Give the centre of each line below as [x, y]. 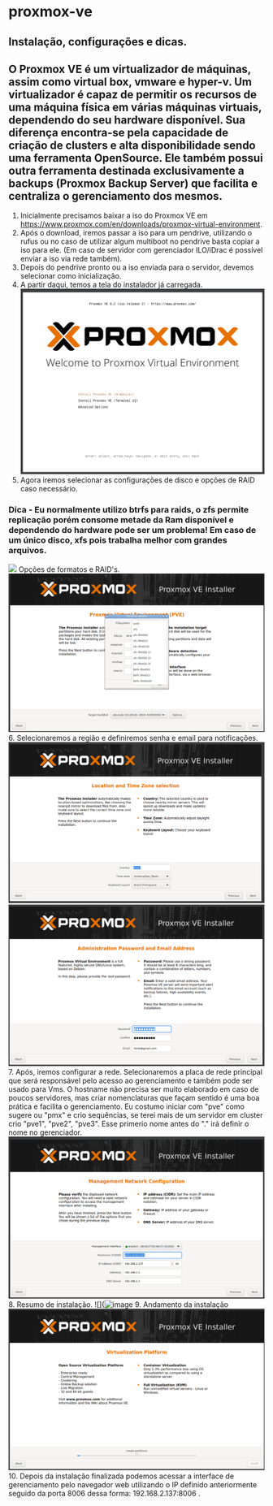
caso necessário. [49, 489]
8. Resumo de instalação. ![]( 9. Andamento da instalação [119, 1305]
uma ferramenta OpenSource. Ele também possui [136, 158]
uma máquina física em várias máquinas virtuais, [135, 107]
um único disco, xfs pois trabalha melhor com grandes [118, 540]
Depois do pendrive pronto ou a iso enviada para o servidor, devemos [137, 267]
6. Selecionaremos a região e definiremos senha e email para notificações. [133, 738]
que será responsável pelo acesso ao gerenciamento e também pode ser [131, 1080]
